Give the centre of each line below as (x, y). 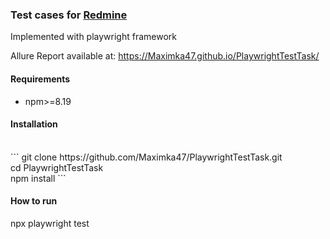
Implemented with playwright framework (93, 37)
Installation (34, 124)
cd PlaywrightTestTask (57, 167)
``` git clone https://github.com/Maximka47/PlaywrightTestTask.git (146, 157)
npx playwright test (50, 223)
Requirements (40, 79)
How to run (34, 201)
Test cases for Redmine (69, 15)
